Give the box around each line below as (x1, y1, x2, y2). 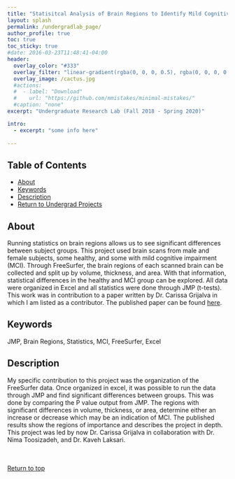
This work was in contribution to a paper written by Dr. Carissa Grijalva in (7, 291, 218, 299)
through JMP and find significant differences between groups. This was (7, 391, 214, 399)
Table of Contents (7, 159, 87, 171)
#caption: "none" (13, 101, 64, 108)
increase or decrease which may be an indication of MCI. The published (7, 413, 215, 422)
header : (7, 56, 30, 63)
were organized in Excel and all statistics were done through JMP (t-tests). (7, 284, 222, 292)
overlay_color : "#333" (13, 62, 80, 69)
